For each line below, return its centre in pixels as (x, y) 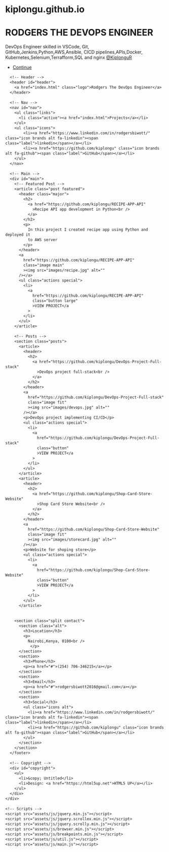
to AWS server (43, 240)
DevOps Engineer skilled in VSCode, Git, (47, 47)
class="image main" (44, 265)
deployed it (18, 235)
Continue (22, 68)
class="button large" (55, 301)
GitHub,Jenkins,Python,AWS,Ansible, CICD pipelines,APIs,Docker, (74, 52)
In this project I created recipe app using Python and (88, 230)
